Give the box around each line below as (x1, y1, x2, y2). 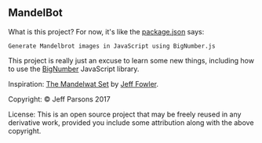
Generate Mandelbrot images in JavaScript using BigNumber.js (8, 42, 216, 50)
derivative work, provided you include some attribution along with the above (8, 117, 254, 127)
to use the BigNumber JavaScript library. (8, 64, 140, 73)
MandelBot (8, 6, 63, 20)
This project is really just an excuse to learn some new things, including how (8, 55, 255, 65)
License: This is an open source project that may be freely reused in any (8, 109, 242, 119)
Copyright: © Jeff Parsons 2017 (8, 94, 111, 104)
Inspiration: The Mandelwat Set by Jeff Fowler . (8, 79, 159, 88)
